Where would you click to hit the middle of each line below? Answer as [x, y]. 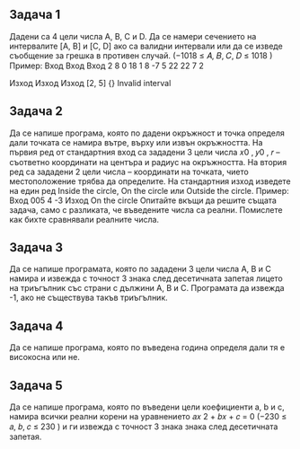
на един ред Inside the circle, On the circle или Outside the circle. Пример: [149, 190]
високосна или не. [45, 357]
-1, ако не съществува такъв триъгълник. [88, 298]
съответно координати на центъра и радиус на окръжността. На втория [148, 162]
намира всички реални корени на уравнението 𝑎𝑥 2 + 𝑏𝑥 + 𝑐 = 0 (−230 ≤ [148, 417]
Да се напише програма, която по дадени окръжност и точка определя [147, 133]
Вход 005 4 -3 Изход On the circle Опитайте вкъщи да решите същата [143, 200]
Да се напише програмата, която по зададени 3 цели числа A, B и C [141, 269]
